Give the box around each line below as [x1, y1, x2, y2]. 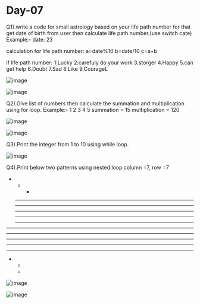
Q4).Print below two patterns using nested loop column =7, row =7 [6, 164, 170, 171]
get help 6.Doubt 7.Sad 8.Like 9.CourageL [6, 65, 108, 72]
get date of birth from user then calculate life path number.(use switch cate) [6, 29, 192, 36]
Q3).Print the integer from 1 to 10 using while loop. [6, 140, 129, 148]
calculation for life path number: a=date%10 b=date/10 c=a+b [6, 47, 158, 54]
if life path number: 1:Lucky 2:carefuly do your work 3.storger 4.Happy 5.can [6, 59, 193, 66]
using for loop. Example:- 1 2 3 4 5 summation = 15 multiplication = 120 [6, 106, 180, 113]
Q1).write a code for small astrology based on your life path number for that [6, 23, 191, 30]
